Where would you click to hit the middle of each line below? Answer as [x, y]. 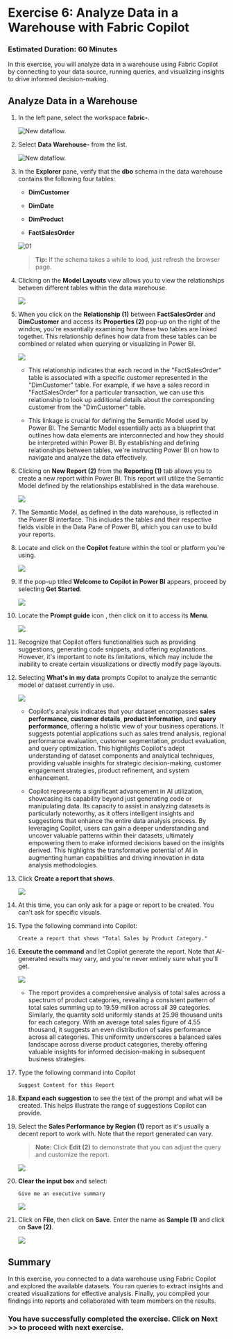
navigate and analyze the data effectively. [88, 458]
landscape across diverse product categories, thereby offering [118, 1045]
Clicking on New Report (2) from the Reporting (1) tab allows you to [115, 471]
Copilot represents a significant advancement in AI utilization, [116, 791]
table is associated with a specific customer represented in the [118, 378]
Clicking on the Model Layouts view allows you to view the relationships [121, 281]
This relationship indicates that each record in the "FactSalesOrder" [125, 370]
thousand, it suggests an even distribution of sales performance [120, 1030]
